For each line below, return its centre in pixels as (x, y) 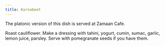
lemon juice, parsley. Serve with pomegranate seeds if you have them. (77, 38)
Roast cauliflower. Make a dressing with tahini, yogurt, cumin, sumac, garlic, (83, 33)
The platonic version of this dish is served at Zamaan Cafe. (65, 23)
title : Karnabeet (23, 10)
